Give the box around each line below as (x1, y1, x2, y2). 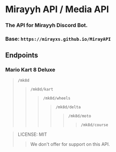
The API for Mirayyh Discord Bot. (5, 22, 88, 29)
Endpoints (5, 51, 38, 59)
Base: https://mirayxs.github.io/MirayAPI (5, 36, 111, 43)
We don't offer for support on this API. (30, 141, 110, 147)
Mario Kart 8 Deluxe (5, 66, 56, 73)
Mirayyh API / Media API (5, 4, 109, 15)
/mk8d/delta (55, 104, 81, 110)
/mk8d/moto (68, 113, 91, 118)
